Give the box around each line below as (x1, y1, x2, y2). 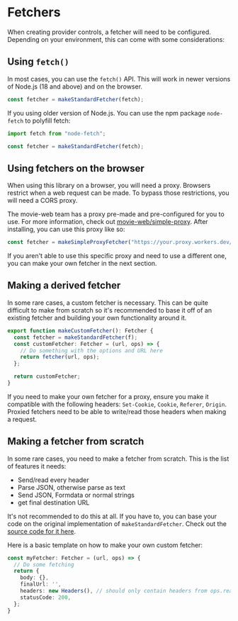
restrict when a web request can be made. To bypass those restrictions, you (7, 189, 229, 197)
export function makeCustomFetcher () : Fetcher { (7, 327, 154, 334)
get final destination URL (17, 498, 90, 507)
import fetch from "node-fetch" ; (7, 130, 106, 137)
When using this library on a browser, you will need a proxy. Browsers (7, 181, 211, 190)
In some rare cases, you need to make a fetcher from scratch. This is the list (7, 454, 229, 463)
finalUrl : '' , (20, 581, 62, 588)
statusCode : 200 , (20, 593, 72, 601)
